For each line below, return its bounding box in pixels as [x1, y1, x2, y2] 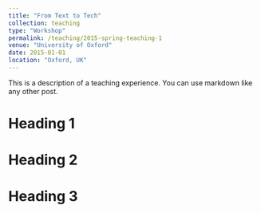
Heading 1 [8, 115, 76, 132]
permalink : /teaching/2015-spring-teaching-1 [8, 34, 162, 42]
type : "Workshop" [8, 26, 66, 34]
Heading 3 [8, 187, 78, 206]
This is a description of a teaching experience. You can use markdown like [8, 77, 253, 88]
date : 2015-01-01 [8, 49, 66, 57]
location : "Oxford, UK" [8, 57, 88, 65]
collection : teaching [8, 19, 81, 27]
